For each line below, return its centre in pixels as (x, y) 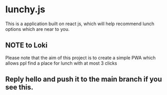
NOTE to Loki (26, 45)
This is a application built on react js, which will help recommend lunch (80, 24)
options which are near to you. (37, 29)
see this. (19, 88)
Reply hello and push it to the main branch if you (84, 79)
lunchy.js (25, 9)
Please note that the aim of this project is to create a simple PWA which (81, 58)
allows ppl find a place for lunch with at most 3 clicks (61, 63)
